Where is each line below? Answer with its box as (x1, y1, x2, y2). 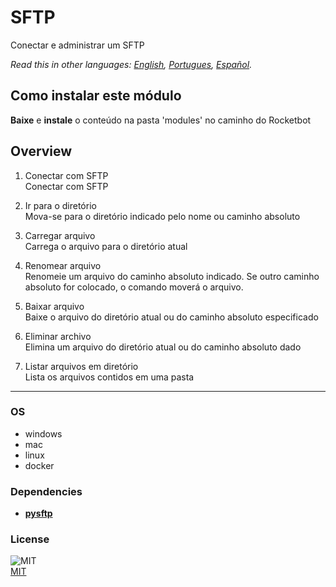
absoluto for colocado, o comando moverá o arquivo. (24, 281, 244, 293)
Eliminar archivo (24, 330, 92, 342)
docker (24, 459, 55, 471)
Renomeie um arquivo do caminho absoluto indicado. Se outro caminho (24, 270, 320, 282)
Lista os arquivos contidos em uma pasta (24, 371, 195, 383)
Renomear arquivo (24, 259, 102, 271)
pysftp (24, 507, 53, 520)
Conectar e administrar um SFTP (10, 39, 145, 51)
